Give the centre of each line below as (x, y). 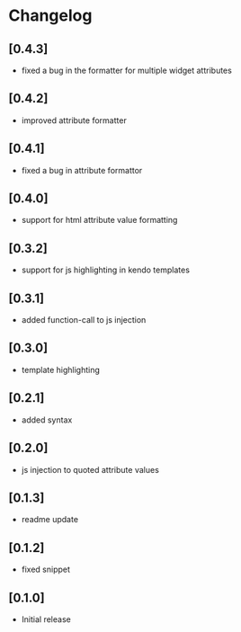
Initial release (46, 619)
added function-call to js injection (84, 320)
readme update (49, 520)
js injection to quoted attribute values (90, 469)
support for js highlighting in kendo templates (106, 270)
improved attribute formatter (74, 120)
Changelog (50, 16)
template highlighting (61, 369)
